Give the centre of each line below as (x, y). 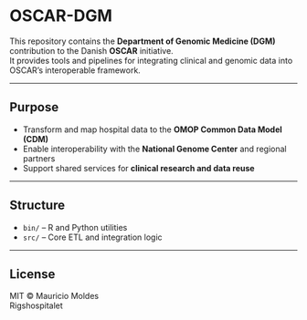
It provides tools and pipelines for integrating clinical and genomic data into (151, 60)
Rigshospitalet (37, 305)
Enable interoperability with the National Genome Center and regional (154, 149)
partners (39, 158)
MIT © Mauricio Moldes (54, 296)
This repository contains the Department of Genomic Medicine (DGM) (143, 41)
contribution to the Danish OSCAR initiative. (91, 50)
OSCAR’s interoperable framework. (75, 70)
